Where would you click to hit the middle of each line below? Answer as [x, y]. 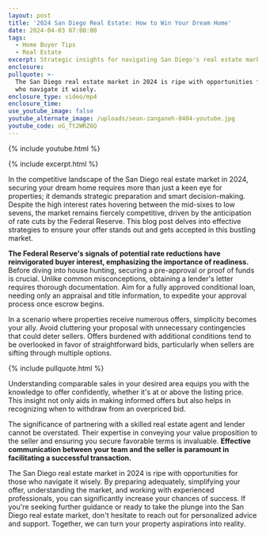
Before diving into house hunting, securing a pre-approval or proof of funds [131, 270]
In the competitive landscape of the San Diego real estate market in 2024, [128, 179]
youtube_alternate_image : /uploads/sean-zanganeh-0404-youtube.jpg [122, 119]
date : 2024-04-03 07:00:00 [53, 30]
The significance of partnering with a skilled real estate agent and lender [127, 424]
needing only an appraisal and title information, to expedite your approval [127, 295]
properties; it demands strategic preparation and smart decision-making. [127, 196]
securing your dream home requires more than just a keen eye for [115, 188]
